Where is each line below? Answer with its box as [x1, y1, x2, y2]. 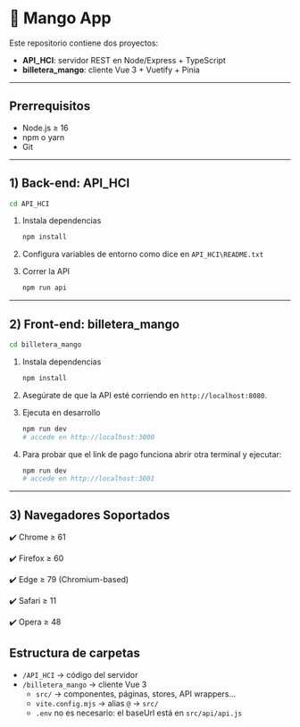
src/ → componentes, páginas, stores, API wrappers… [35, 688, 237, 699]
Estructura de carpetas [9, 646, 141, 661]
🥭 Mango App [9, 8, 112, 29]
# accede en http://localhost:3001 [21, 474, 155, 483]
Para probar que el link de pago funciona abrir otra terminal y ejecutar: [21, 448, 282, 459]
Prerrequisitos [9, 98, 91, 114]
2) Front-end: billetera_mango [9, 316, 180, 331]
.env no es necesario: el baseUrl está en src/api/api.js [35, 707, 243, 718]
